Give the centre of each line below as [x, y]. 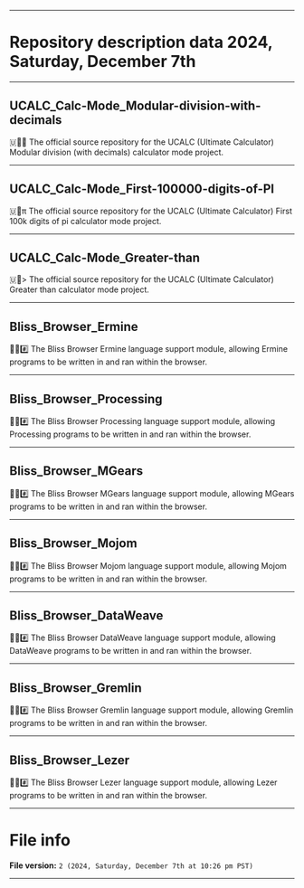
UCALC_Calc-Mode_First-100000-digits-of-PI [142, 189]
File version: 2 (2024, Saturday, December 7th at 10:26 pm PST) [131, 865]
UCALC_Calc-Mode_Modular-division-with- [135, 106]
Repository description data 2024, [141, 43]
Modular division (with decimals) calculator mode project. [117, 152]
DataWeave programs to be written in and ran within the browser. [130, 651]
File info [40, 841]
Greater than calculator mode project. [79, 289]
